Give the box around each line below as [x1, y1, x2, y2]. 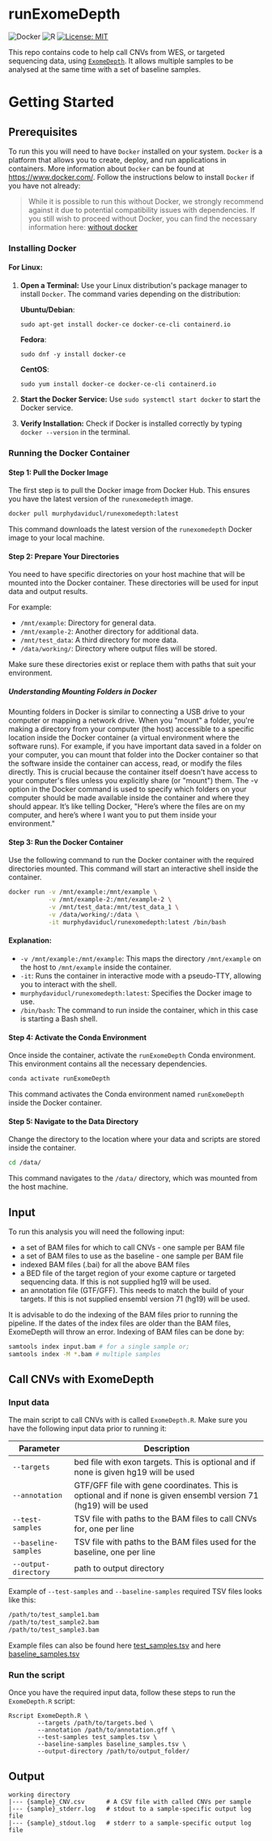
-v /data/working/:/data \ [48, 911, 139, 919]
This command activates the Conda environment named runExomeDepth [8, 1089, 244, 1099]
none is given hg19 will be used [74, 1466, 195, 1478]
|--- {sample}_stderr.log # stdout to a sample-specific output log [8, 1805, 252, 1813]
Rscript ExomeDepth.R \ [8, 1712, 89, 1720]
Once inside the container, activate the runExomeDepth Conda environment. [8, 1050, 257, 1060]
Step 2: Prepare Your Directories [8, 551, 120, 561]
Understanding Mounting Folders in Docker [8, 686, 158, 696]
